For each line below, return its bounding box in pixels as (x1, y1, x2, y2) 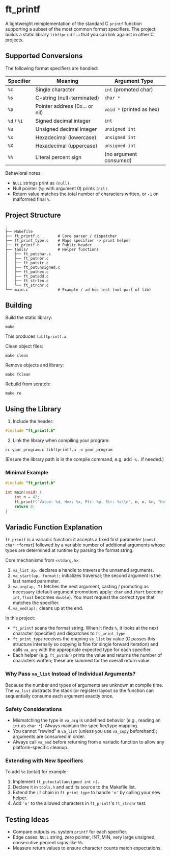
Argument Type (114, 77, 154, 84)
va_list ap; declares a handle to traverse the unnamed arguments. (12, 567, 154, 573)
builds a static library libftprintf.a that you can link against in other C (5, 31, 154, 37)
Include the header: (12, 418, 54, 425)
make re (5, 391, 22, 396)
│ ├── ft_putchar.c (5, 251, 51, 257)
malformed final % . (12, 196, 51, 202)
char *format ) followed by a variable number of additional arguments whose (5, 542, 165, 548)
